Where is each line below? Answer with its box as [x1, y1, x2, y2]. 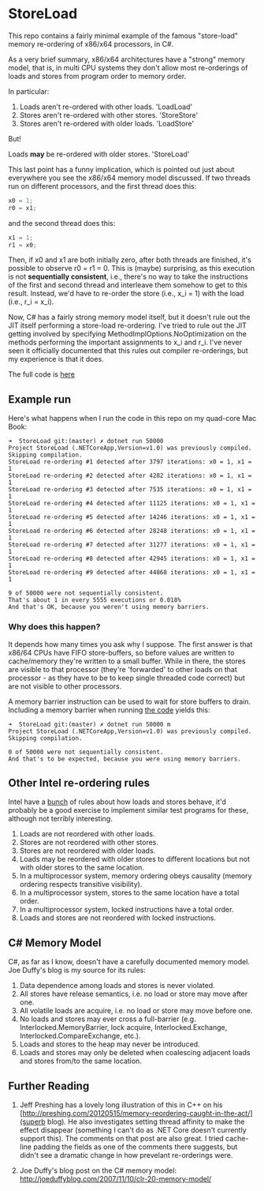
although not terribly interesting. [8, 814, 113, 824]
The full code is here [8, 370, 76, 379]
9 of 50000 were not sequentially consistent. [8, 589, 164, 597]
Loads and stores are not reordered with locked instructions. [19, 913, 217, 922]
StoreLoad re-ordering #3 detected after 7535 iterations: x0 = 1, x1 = [8, 486, 252, 494]
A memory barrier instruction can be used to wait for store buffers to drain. [8, 697, 251, 706]
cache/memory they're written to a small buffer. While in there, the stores [8, 656, 246, 666]
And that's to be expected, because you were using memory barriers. [8, 755, 242, 763]
